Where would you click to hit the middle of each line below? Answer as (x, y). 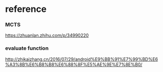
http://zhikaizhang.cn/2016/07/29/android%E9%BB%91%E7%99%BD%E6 (81, 59)
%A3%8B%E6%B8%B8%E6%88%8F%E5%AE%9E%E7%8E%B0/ (74, 64)
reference (26, 9)
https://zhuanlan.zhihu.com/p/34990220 (47, 35)
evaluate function (27, 48)
